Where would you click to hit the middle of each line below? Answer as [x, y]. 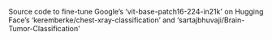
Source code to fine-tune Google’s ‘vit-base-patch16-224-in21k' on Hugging [136, 12]
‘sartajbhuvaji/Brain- [211, 20]
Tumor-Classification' [45, 28]
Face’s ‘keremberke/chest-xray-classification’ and [92, 20]
